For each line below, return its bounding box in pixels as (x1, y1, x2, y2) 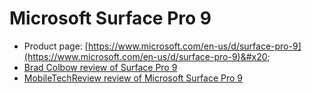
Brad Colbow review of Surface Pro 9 (23, 61, 178, 73)
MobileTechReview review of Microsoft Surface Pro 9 (23, 72, 244, 84)
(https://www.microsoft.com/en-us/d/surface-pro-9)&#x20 (23, 50, 268, 62)
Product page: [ (23, 40, 89, 52)
